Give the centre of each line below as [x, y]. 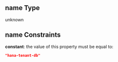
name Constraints [33, 35]
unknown [14, 19]
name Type [23, 8]
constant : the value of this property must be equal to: [59, 46]
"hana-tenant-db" [23, 55]
